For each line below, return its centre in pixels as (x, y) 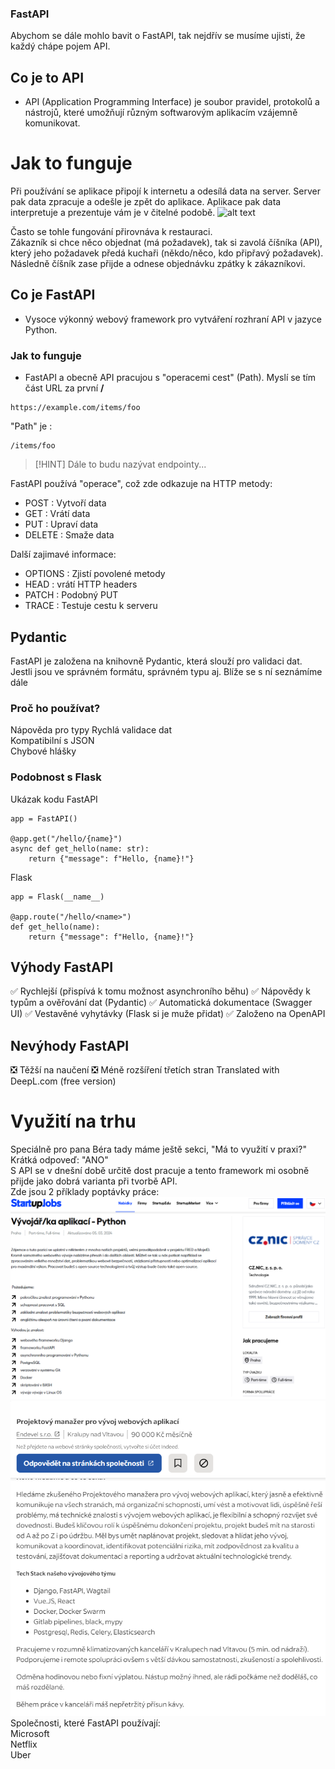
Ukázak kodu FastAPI (54, 799)
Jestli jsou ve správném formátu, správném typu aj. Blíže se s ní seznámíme (166, 671)
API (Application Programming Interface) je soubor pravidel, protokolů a (172, 102)
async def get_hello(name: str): (80, 848)
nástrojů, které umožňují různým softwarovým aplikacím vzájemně (161, 113)
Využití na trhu (73, 1121)
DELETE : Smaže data (69, 535)
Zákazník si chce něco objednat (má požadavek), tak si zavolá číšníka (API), (166, 243)
